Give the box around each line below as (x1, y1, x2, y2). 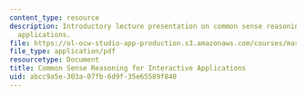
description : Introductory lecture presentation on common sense (9, 22, 262, 31)
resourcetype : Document (9, 55, 100, 64)
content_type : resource (9, 13, 100, 23)
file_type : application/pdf (9, 47, 117, 56)
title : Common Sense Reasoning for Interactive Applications (9, 64, 247, 73)
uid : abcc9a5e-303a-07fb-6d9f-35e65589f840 (9, 72, 178, 81)
